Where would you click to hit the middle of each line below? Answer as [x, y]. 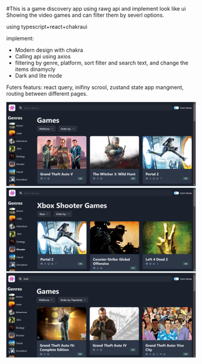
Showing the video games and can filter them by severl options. [85, 15]
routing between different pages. [47, 94]
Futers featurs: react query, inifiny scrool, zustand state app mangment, [95, 87]
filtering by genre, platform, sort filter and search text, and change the [102, 63]
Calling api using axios [43, 56]
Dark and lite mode [38, 76]
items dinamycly [35, 69]
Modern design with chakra [49, 50]
